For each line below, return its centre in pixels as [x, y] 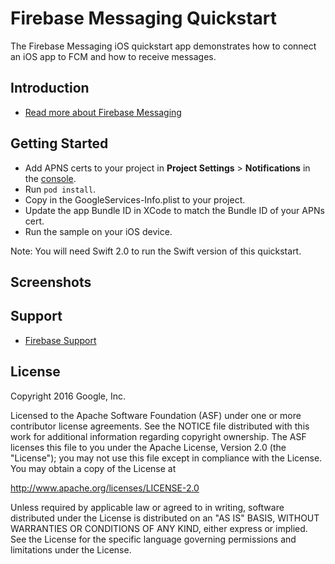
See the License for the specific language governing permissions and [153, 539]
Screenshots [51, 282]
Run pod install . [60, 189]
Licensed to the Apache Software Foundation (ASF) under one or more [156, 415]
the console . [50, 178]
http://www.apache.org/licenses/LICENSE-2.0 [105, 488]
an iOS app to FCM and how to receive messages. [113, 56]
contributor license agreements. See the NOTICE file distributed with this [160, 426]
